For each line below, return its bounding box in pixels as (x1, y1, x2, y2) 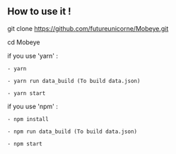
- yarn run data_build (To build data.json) (7, 77, 141, 84)
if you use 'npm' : (7, 102, 58, 110)
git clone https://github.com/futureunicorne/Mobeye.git (7, 24, 169, 32)
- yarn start (7, 89, 46, 97)
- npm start (7, 140, 42, 147)
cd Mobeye (7, 38, 40, 46)
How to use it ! (7, 6, 72, 18)
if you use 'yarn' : (7, 51, 59, 60)
